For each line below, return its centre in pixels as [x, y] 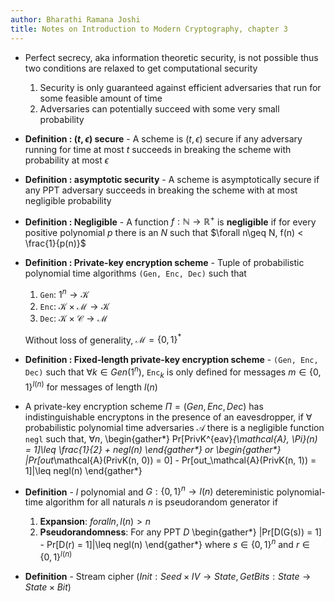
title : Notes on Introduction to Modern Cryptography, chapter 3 [149, 29]
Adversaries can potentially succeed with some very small [159, 108]
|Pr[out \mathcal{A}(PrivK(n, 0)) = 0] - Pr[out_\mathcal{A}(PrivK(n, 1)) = [170, 460]
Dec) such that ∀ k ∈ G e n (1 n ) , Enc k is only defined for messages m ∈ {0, [173, 372]
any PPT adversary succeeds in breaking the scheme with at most [161, 190]
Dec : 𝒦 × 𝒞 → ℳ [73, 318]
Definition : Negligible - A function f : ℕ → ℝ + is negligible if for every [170, 221]
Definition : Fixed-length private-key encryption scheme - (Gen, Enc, [171, 360]
